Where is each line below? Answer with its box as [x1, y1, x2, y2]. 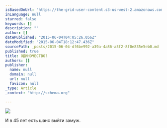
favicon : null [9, 81, 39, 86]
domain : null [9, 72, 37, 77]
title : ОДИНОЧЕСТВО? [5, 53, 48, 59]
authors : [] [5, 58, 30, 63]
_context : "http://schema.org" [5, 90, 70, 95]
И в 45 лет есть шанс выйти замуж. [5, 118, 81, 124]
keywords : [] [5, 21, 32, 26]
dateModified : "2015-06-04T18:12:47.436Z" [5, 40, 94, 45]
